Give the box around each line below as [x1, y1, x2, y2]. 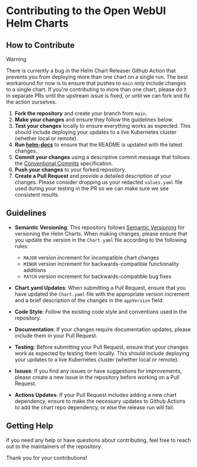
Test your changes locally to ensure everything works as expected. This [14, 122, 191, 129]
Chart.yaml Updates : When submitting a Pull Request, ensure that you [14, 284, 186, 291]
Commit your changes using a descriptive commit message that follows [14, 154, 190, 160]
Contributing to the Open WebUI [6, 4, 166, 18]
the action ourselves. [6, 98, 57, 105]
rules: [14, 243, 29, 250]
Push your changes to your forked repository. [14, 166, 126, 173]
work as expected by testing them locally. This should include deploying [14, 349, 190, 357]
